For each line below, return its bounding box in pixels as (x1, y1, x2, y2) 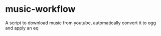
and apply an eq (5, 25, 39, 31)
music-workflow (5, 3, 76, 15)
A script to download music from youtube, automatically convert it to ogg (5, 20, 156, 26)
